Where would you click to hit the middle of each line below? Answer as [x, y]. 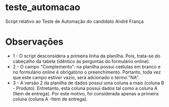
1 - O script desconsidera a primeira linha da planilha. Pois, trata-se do [86, 56]
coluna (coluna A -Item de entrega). [50, 99]
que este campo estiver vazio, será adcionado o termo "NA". [76, 77]
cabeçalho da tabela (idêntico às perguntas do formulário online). [81, 61]
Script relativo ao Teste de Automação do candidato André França [75, 21]
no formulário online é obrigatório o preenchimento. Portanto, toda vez [87, 72]
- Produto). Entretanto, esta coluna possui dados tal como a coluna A [85, 88]
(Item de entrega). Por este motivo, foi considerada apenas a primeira [86, 93]
